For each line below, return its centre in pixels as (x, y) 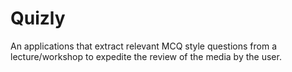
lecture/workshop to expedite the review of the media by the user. (146, 56)
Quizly (38, 18)
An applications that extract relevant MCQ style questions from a (144, 46)
